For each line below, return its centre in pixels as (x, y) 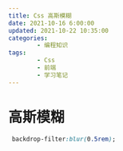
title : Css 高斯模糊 (40, 16)
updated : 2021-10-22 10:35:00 (59, 30)
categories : (28, 38)
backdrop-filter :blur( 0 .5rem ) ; (63, 139)
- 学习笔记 (53, 75)
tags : (17, 53)
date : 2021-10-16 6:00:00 (51, 23)
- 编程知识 (53, 46)
